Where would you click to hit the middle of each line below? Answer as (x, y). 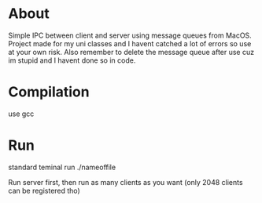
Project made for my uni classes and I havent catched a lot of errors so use (130, 43)
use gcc (21, 114)
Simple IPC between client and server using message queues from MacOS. (130, 35)
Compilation (49, 92)
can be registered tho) (44, 190)
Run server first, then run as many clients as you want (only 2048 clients (125, 182)
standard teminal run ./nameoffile (62, 167)
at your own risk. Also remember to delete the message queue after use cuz (131, 52)
